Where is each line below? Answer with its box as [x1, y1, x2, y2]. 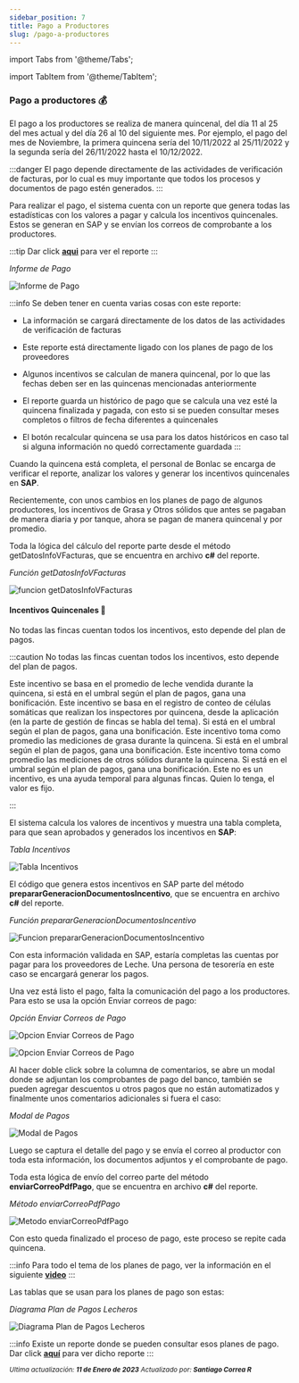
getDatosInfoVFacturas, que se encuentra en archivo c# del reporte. [9, 550, 261, 561]
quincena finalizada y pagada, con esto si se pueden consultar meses [21, 404, 279, 415]
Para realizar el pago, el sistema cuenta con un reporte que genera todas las [9, 200, 290, 211]
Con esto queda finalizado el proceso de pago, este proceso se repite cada [9, 1233, 287, 1244]
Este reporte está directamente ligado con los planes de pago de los [21, 341, 274, 353]
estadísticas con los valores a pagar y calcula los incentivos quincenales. [9, 209, 278, 220]
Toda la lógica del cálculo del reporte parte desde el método [9, 540, 231, 551]
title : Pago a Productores [9, 21, 110, 30]
